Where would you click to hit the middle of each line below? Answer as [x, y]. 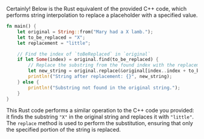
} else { [28, 82]
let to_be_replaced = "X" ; [51, 37]
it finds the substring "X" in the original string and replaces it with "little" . [100, 117]
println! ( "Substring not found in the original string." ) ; [104, 88]
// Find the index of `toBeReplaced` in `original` [84, 54]
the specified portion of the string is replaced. [64, 130]
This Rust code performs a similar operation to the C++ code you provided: [100, 111]
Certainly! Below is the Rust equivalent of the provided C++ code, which [97, 9]
